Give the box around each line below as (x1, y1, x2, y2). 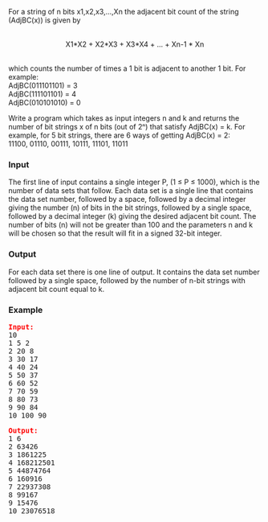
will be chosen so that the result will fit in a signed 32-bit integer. (8, 228, 222, 238)
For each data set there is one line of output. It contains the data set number (8, 267, 260, 277)
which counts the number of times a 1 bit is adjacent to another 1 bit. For (8, 64, 246, 73)
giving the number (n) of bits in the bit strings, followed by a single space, (8, 203, 252, 212)
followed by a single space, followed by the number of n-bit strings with (8, 275, 246, 285)
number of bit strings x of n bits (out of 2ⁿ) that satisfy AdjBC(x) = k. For (8, 122, 246, 131)
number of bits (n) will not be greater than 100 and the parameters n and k (8, 220, 254, 230)
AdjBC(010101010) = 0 (8, 98, 82, 107)
